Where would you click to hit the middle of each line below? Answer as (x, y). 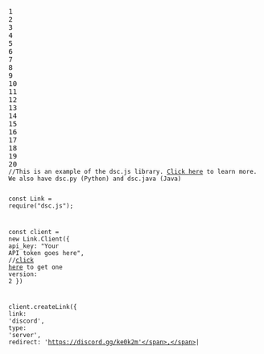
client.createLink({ (43, 307)
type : (17, 328)
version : (23, 274)
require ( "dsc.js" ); (41, 206)
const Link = (30, 199)
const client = (34, 232)
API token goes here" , (46, 253)
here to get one (35, 267)
